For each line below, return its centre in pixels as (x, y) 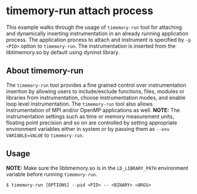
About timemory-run (45, 71)
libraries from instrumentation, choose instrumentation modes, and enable (96, 97)
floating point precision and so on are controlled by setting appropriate (92, 123)
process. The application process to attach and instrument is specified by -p (98, 40)
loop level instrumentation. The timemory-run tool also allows (79, 104)
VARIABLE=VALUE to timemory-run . (45, 135)
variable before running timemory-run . (52, 174)
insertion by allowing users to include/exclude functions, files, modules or (95, 91)
